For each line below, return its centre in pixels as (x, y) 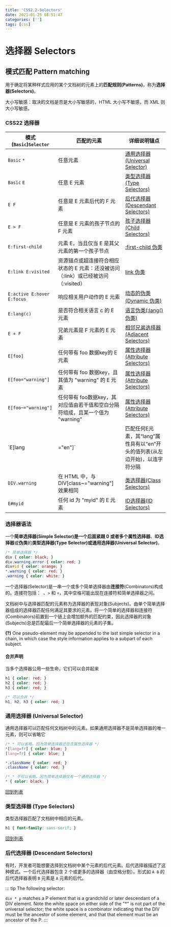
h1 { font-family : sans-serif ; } (41, 828)
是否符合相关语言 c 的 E (86, 310)
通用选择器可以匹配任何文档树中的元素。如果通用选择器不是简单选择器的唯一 (85, 728)
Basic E (17, 182)
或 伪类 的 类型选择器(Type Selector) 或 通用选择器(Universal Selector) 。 (88, 543)
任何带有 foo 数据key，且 (88, 372)
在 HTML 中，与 (77, 476)
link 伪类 (135, 272)
